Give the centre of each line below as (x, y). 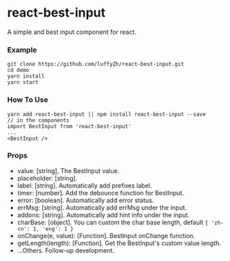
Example (22, 50)
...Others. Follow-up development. (66, 250)
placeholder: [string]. (47, 178)
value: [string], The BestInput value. (68, 170)
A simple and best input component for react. (72, 32)
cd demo (18, 71)
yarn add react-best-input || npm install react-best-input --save (107, 114)
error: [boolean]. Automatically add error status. (86, 200)
